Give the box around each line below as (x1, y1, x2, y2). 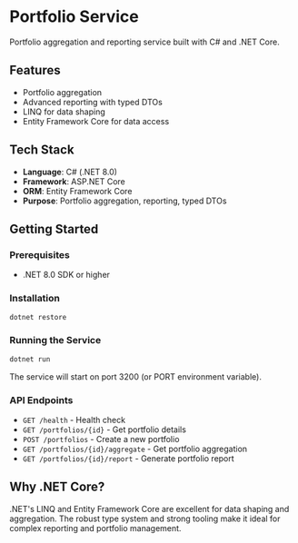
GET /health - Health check (22, 414, 125, 425)
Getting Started (9, 221, 99, 237)
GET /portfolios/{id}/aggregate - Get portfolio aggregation (22, 443, 248, 454)
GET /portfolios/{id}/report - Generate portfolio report (22, 452, 234, 464)
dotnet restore (9, 312, 67, 321)
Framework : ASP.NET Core (22, 175, 125, 187)
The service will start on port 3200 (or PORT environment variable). (9, 370, 262, 382)
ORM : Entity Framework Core (22, 185, 133, 196)
